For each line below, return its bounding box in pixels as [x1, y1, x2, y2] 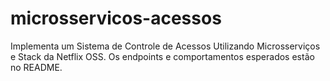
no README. [10, 61, 63, 73]
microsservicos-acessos [10, 7, 222, 30]
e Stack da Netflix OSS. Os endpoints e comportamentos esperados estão [10, 50, 315, 62]
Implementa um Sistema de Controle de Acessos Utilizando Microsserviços [10, 40, 321, 52]
